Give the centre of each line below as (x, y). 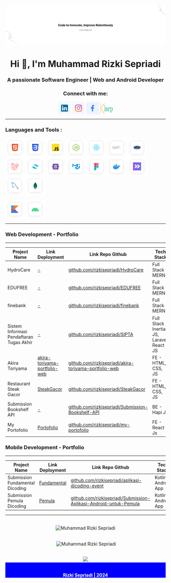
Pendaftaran (20, 337)
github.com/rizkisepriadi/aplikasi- (106, 480)
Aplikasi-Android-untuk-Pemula (105, 503)
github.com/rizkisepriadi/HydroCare (106, 270)
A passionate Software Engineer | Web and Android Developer (85, 80)
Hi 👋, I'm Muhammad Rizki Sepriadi (85, 64)
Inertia (159, 329)
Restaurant (19, 384)
